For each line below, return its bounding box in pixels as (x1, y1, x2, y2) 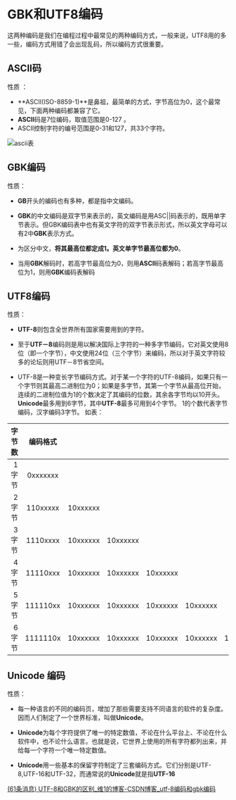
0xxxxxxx (27, 470, 59, 480)
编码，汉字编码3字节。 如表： (17, 408, 104, 416)
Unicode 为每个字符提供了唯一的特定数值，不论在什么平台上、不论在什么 (17, 728, 228, 737)
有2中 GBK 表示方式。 (17, 229, 79, 237)
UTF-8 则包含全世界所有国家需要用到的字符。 (17, 325, 148, 334)
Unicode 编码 (7, 670, 66, 682)
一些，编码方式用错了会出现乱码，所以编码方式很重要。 (7, 39, 167, 48)
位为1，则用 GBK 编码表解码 (17, 268, 96, 276)
